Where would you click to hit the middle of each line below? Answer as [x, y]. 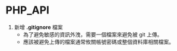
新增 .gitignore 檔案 [38, 27]
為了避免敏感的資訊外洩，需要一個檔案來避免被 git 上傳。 [93, 34]
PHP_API [28, 10]
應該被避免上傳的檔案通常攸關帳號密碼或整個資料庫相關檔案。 [99, 42]
